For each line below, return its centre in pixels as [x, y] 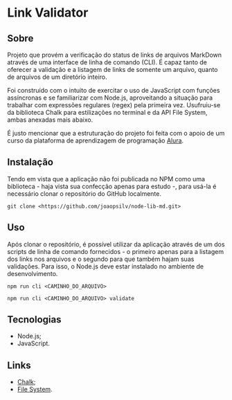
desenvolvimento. [33, 273]
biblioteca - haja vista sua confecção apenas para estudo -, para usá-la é [112, 186]
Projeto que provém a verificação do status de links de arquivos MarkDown [115, 55]
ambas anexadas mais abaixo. [50, 120]
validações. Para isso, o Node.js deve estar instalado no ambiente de [106, 266]
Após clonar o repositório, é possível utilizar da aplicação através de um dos [116, 244]
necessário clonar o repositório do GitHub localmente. [84, 193]
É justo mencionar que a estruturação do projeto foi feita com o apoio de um [116, 133]
